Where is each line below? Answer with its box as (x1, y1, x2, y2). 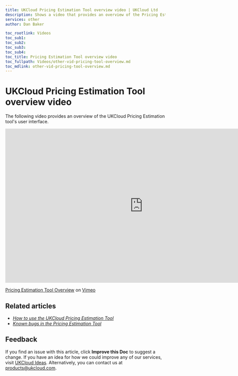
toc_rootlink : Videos (5, 31, 51, 36)
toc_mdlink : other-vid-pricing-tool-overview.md (5, 64, 110, 69)
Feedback (5, 335, 38, 344)
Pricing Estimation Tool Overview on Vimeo (5, 287, 96, 293)
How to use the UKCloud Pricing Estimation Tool (12, 315, 114, 321)
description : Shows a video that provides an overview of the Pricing (5, 12, 158, 17)
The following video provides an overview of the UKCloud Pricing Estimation (5, 113, 165, 119)
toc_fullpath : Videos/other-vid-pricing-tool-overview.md (5, 59, 131, 64)
